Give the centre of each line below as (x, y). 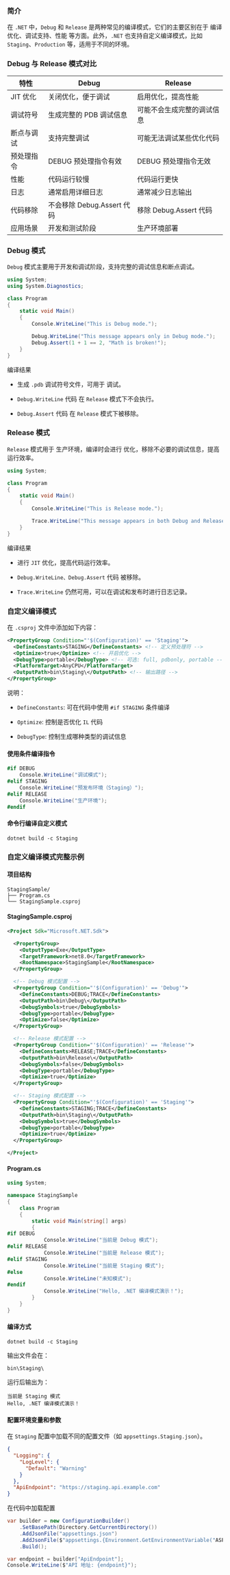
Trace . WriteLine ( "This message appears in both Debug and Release (128, 521)
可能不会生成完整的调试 (175, 109)
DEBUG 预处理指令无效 (174, 161)
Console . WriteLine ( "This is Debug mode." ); (94, 324)
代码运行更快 (157, 179)
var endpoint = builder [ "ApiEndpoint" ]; (66, 1559)
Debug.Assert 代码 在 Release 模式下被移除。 (79, 413)
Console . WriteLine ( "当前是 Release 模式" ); (104, 1253)
